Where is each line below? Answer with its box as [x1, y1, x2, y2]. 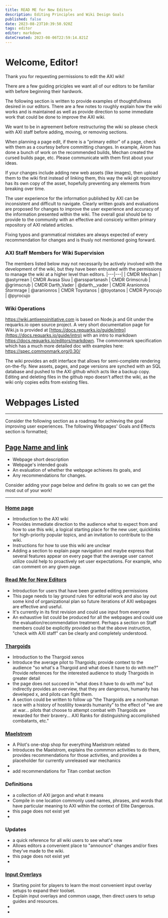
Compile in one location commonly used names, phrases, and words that [12, 797, 163, 803]
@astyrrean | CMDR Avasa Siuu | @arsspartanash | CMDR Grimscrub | [5, 277, 150, 283]
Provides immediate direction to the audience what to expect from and [12, 521, 157, 527]
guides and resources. [12, 898, 59, 904]
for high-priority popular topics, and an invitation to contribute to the [12, 532, 153, 538]
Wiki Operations [5, 305, 45, 312]
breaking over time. [5, 186, 45, 192]
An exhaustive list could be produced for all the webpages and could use [12, 614, 163, 620]
